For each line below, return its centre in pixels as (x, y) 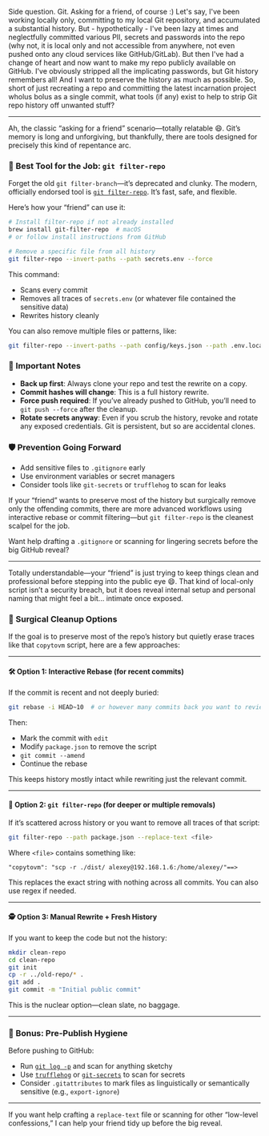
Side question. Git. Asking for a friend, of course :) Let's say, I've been (124, 12)
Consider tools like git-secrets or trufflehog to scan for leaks (123, 485)
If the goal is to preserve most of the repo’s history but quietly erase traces (131, 637)
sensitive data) (44, 307)
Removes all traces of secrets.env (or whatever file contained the (128, 298)
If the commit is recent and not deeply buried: (84, 692)
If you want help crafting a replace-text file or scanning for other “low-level (133, 1115)
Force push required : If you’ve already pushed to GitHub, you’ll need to (138, 401)
